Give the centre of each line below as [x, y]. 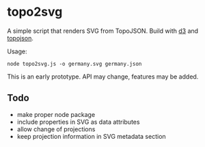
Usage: [17, 51]
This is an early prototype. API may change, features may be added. [103, 77]
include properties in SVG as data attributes [78, 122]
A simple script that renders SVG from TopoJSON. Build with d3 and [103, 31]
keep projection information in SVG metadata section [91, 136]
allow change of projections [56, 129]
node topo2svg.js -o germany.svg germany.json [74, 64]
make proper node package [56, 114]
